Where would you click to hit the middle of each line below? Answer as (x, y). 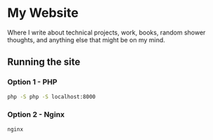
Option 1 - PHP (32, 82)
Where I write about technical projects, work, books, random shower (106, 32)
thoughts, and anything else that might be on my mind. (86, 39)
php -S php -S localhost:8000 (52, 96)
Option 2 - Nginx (36, 115)
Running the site (44, 62)
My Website (43, 13)
